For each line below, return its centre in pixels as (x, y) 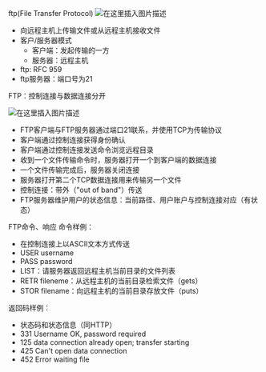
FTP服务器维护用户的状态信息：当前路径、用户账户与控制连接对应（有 (135, 200)
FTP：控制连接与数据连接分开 (57, 96)
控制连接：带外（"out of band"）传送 (81, 190)
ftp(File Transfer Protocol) (51, 13)
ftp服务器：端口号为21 (56, 79)
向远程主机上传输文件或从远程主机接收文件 (90, 30)
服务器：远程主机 (60, 60)
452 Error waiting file (54, 359)
